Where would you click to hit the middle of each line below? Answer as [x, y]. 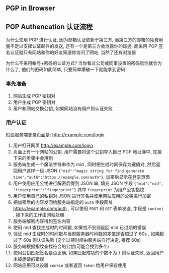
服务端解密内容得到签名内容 [42, 221]
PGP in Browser [30, 8]
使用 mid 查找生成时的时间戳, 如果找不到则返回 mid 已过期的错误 [79, 227]
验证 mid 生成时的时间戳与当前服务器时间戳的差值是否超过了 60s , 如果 [86, 234]
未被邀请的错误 [28, 259]
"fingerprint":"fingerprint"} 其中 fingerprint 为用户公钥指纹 [79, 189]
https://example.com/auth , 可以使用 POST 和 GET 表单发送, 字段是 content [88, 208]
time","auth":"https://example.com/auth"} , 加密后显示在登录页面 [81, 177]
